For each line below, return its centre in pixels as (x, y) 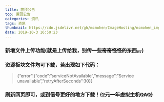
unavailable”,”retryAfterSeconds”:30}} (55, 81)
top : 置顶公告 (18, 14)
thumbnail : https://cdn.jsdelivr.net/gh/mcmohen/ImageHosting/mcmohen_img (83, 28)
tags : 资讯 (15, 23)
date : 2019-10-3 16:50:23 (31, 32)
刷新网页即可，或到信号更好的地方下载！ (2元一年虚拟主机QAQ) (79, 95)
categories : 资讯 (22, 19)
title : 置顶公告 (20, 10)
